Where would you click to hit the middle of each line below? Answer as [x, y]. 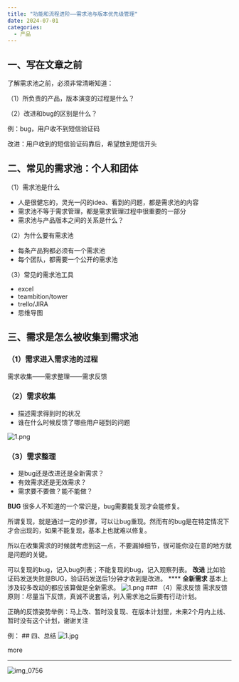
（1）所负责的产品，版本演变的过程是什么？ [71, 99]
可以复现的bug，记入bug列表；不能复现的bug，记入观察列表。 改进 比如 [113, 570]
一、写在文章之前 [45, 65]
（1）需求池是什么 [34, 187]
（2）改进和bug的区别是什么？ [52, 114]
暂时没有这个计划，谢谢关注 [48, 621]
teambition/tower [43, 296]
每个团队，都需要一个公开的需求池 [68, 259]
